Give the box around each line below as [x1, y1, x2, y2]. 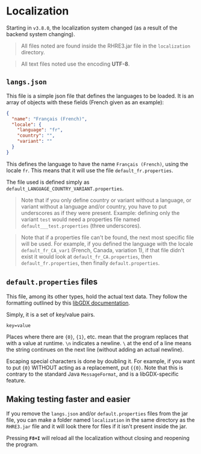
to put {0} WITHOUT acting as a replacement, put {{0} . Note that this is [6, 364, 184, 371]
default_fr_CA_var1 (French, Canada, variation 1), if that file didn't [20, 246, 185, 253]
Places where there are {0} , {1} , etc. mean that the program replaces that [6, 333, 188, 340]
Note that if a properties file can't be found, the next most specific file [20, 234, 194, 241]
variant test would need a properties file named [20, 216, 140, 223]
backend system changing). [6, 30, 75, 37]
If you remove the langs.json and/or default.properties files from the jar [6, 410, 188, 417]
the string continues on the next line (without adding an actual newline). [6, 346, 184, 353]
